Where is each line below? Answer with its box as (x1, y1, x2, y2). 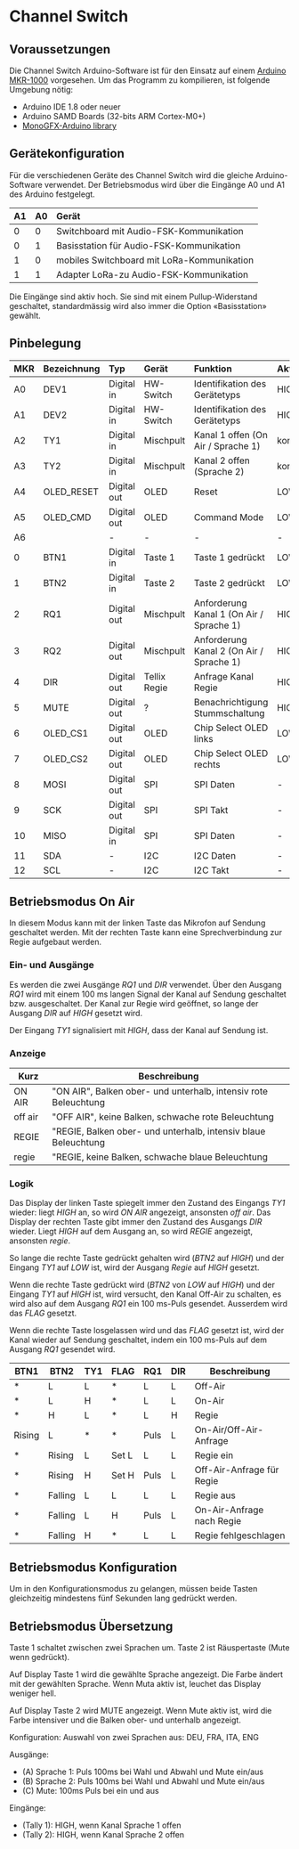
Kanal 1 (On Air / (194, 607, 264, 620)
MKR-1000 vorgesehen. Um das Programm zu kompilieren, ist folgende (9, 75, 271, 86)
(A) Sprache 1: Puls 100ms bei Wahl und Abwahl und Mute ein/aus (21, 1766, 264, 1777)
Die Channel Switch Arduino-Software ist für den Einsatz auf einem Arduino (9, 65, 287, 76)
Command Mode (194, 510, 264, 523)
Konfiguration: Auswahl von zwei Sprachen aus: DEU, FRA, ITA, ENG (9, 1731, 260, 1742)
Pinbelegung (9, 336, 82, 351)
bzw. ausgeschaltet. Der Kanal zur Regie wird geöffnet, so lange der (9, 998, 259, 1008)
